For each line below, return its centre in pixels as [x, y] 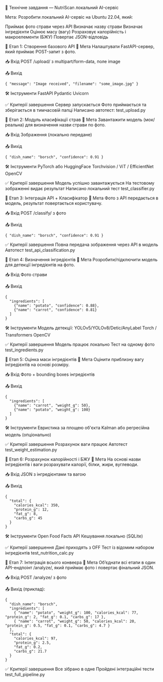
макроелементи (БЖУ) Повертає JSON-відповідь [57, 37]
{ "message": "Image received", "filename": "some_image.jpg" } [72, 84]
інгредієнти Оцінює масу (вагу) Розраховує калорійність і [66, 32]
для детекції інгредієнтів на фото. [40, 265]
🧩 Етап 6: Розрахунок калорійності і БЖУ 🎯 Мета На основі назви [73, 459]
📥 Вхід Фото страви [26, 275]
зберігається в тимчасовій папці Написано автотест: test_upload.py [75, 110]
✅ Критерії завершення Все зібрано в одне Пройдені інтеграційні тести [80, 669]
